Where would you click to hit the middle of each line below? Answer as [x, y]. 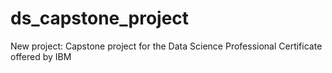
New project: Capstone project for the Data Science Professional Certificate [166, 46]
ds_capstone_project [100, 18]
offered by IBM [41, 56]
